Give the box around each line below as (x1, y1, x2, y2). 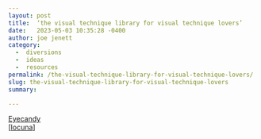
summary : (8, 85, 37, 94)
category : (8, 41, 41, 49)
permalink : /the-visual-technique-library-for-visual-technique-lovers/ (8, 71, 254, 79)
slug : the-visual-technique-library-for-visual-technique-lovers (8, 78, 228, 86)
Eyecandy (8, 114, 41, 124)
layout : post (8, 11, 52, 20)
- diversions (15, 48, 62, 56)
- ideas (15, 56, 44, 64)
